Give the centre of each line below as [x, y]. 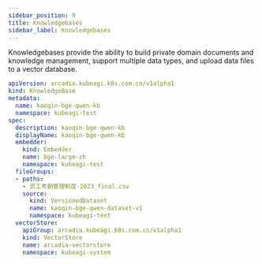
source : [35, 194]
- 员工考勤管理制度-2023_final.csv [76, 186]
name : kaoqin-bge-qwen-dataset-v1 [86, 208]
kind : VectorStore [52, 237]
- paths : [30, 179]
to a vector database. [43, 69]
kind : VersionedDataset [68, 201]
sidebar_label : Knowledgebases [60, 30]
